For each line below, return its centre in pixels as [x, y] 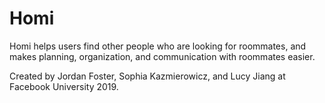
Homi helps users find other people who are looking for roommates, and [158, 46]
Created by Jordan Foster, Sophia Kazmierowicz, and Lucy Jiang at [147, 76]
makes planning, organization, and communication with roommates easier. [162, 56]
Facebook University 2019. [64, 86]
